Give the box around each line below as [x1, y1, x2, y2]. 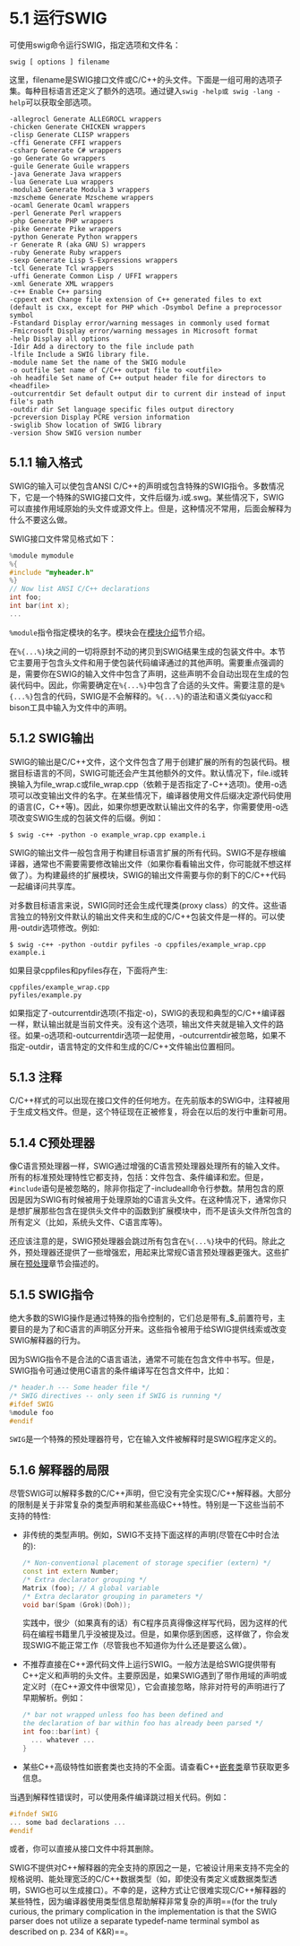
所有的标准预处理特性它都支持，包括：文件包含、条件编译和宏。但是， [9, 1172, 269, 1183]
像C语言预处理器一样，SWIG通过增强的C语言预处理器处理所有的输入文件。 [9, 1160, 285, 1171]
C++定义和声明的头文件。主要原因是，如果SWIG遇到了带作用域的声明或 [21, 1670, 287, 1681]
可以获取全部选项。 [25, 96, 97, 108]
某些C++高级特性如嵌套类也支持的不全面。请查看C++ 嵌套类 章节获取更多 [21, 1761, 291, 1772]
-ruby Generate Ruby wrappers [9, 248, 123, 256]
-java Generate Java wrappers [9, 169, 123, 178]
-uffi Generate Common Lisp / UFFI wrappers [9, 271, 178, 281]
